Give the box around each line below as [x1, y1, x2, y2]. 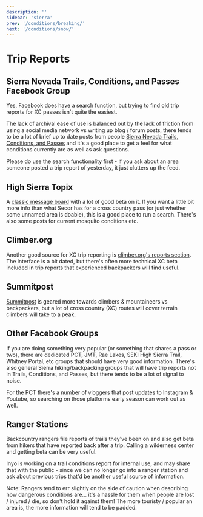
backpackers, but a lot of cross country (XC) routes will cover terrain [6, 304, 178, 311]
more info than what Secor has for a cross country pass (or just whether [6, 204, 187, 212]
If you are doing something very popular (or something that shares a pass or [6, 344, 197, 352]
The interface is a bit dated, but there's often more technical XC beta [6, 257, 178, 265]
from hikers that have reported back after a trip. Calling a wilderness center [6, 442, 195, 449]
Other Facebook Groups [6, 328, 99, 339]
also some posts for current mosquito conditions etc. [6, 217, 138, 225]
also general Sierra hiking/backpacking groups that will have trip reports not [6, 364, 196, 371]
